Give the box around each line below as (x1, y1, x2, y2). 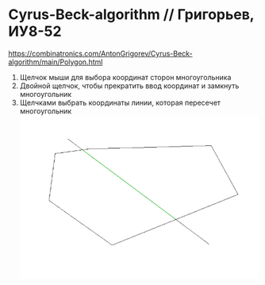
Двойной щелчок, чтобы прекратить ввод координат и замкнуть (19, 81, 240, 91)
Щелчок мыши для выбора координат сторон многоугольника (19, 72, 232, 82)
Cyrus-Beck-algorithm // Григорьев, (8, 6, 255, 24)
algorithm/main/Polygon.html (8, 57, 103, 67)
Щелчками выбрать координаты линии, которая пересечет (19, 98, 221, 107)
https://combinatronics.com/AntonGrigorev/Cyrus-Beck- (8, 48, 193, 58)
